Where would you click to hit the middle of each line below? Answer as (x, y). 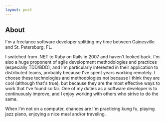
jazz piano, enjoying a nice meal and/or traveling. (56, 114)
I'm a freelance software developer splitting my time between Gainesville (80, 42)
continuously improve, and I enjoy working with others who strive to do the (82, 94)
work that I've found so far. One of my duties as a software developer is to (81, 89)
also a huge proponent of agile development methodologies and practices (81, 62)
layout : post (19, 10)
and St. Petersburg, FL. (29, 47)
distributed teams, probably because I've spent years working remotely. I (80, 73)
